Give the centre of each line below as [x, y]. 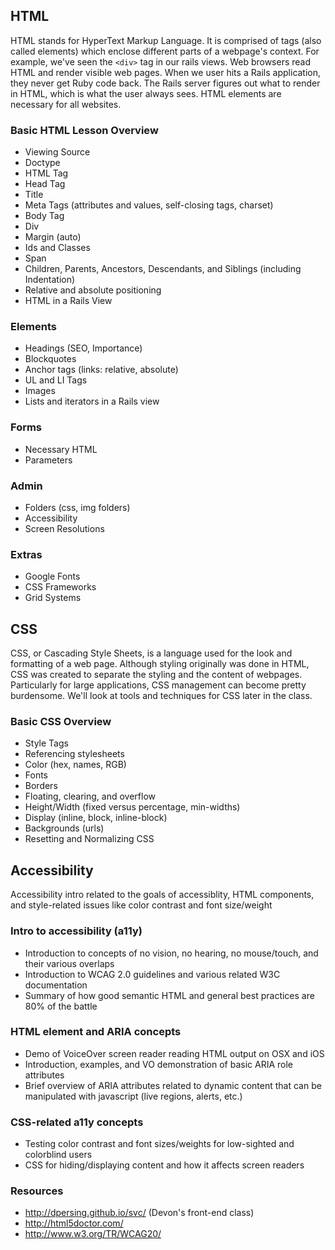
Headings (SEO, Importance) [83, 348]
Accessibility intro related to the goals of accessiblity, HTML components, [162, 895]
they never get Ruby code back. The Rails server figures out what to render [165, 83]
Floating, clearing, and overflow [90, 796]
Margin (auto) [53, 237]
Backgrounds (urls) [64, 828]
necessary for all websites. [66, 104]
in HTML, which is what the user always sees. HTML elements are [146, 93]
